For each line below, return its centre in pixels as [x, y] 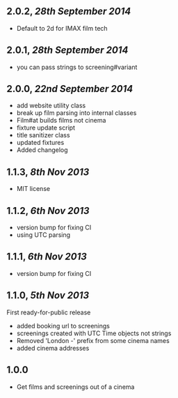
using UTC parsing [43, 235]
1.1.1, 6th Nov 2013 [47, 257]
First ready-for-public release [49, 312]
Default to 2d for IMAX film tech [62, 28]
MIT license [33, 189]
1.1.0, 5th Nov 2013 [48, 296]
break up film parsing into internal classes [76, 113]
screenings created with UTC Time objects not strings [94, 333]
